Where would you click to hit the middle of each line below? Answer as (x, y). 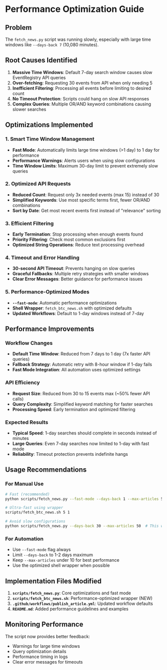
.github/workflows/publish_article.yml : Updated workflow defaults (83, 604)
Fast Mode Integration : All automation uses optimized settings (76, 370)
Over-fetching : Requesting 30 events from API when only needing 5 (82, 83)
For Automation (24, 539)
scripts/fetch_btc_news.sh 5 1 (38, 512)
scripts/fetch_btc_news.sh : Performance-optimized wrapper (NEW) (82, 598)
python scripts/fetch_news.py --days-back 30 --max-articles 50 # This (82, 526)
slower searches (29, 109)
